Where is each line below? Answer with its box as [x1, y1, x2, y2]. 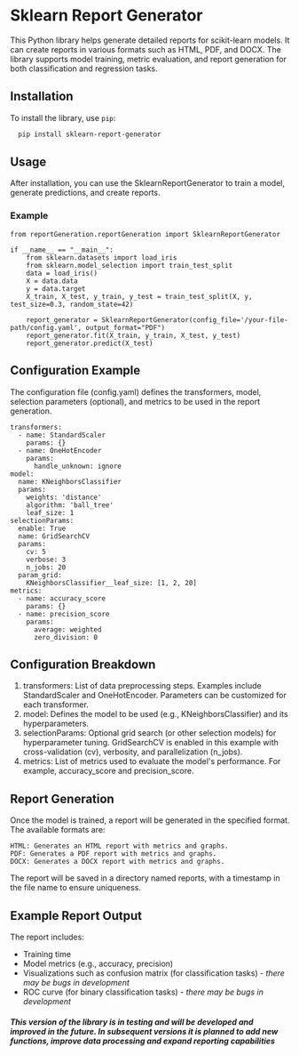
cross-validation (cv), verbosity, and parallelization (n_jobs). [22, 746, 243, 757]
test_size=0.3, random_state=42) [10, 300, 134, 309]
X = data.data [26, 277, 78, 286]
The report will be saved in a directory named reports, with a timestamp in [10, 873, 280, 883]
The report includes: [10, 931, 85, 942]
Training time [22, 948, 72, 959]
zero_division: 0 [33, 632, 98, 641]
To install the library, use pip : [10, 112, 116, 123]
